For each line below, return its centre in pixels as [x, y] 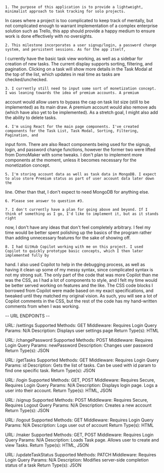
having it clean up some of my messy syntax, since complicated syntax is [79, 270]
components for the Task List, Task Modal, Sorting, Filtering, [72, 131]
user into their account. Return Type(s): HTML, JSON [59, 390]
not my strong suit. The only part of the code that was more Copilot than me [82, 275]
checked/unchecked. [26, 79]
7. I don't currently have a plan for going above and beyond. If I [76, 209]
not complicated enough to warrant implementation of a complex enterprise [82, 26]
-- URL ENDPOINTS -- [27, 316]
